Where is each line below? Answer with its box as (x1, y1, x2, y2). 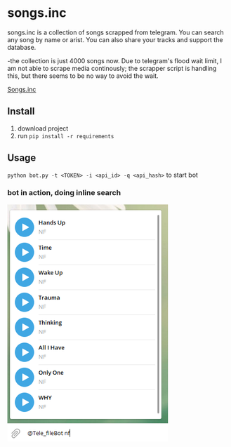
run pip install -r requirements (17, 131, 114, 140)
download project (17, 124, 69, 133)
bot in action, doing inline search (7, 188, 121, 198)
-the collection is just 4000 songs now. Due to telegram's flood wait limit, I (7, 56, 223, 65)
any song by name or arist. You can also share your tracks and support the (7, 35, 223, 44)
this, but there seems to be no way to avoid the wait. (7, 72, 159, 80)
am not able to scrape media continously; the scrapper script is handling (7, 64, 217, 72)
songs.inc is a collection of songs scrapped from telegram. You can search (7, 28, 224, 36)
